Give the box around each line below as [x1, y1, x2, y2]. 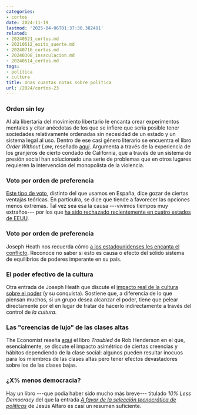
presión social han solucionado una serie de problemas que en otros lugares [6, 155, 191, 162]
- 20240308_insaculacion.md [6, 52, 75, 58]
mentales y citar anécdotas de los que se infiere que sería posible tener [6, 124, 180, 131]
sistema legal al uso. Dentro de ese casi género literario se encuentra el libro [6, 137, 192, 144]
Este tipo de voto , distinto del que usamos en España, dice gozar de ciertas [6, 190, 189, 197]
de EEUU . [6, 215, 29, 222]
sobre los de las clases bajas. [6, 361, 78, 368]
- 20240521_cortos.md [6, 36, 59, 42]
